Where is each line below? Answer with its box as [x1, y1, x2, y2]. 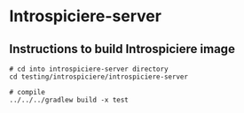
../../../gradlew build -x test [9, 95, 129, 104]
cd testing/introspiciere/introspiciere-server [9, 72, 189, 81]
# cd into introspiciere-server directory [9, 64, 169, 73]
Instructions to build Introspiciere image [9, 41, 235, 56]
